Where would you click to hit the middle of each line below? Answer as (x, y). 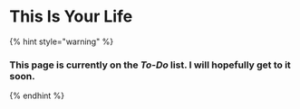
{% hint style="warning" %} (62, 41)
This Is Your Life (71, 17)
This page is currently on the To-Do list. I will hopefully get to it (150, 65)
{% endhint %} (37, 95)
